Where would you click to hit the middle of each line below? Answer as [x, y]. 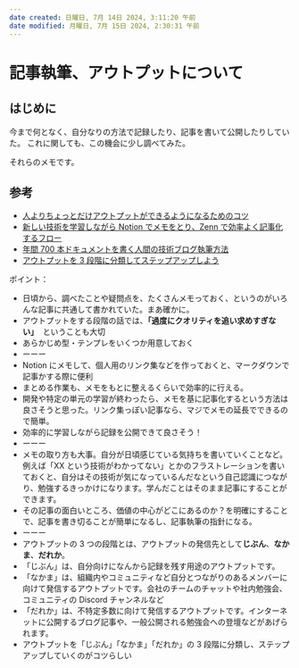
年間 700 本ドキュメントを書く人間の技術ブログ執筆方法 [125, 249]
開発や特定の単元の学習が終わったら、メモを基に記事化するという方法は [155, 399]
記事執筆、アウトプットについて [126, 73]
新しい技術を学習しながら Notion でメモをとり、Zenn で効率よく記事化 [153, 227]
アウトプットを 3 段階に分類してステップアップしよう [120, 261]
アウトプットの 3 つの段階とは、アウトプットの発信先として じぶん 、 [148, 544]
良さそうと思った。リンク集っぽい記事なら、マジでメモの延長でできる [151, 410]
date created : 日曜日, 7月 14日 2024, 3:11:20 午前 [103, 17]
